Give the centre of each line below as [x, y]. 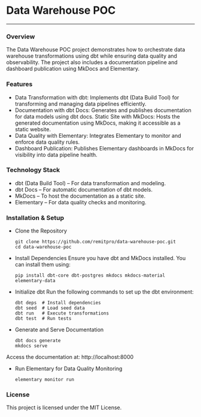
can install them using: [42, 265]
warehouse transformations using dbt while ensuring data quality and [92, 56]
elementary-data [35, 281]
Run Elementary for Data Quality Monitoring [68, 368]
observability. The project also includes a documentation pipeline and [92, 62]
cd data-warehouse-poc [43, 247]
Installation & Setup [35, 217]
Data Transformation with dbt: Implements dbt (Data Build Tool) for [97, 97]
